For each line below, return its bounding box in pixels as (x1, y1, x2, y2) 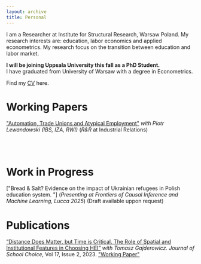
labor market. (6, 50, 39, 57)
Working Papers (6, 100, 88, 113)
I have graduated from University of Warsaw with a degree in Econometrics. (6, 67, 193, 75)
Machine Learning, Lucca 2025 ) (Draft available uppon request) (6, 198, 164, 205)
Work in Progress (6, 165, 94, 179)
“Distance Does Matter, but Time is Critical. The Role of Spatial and (6, 238, 172, 245)
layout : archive (6, 8, 47, 15)
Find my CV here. (6, 79, 49, 87)
